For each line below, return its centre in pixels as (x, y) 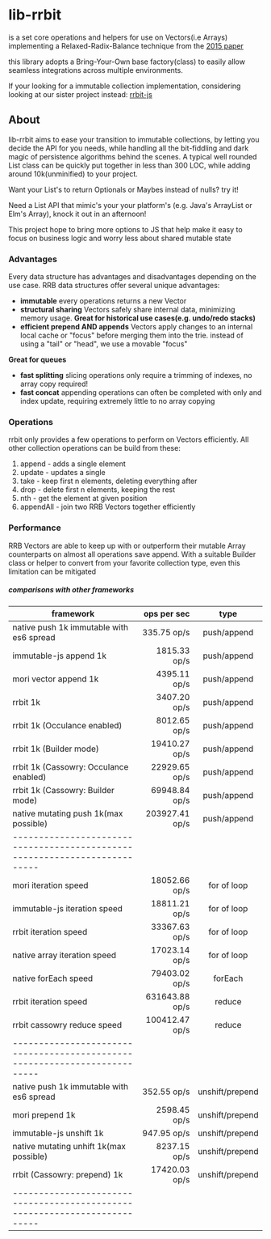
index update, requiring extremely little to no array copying (117, 401)
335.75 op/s (166, 632)
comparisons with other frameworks (71, 590)
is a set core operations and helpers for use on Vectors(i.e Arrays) (118, 37)
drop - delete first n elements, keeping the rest (98, 490)
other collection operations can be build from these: (95, 448)
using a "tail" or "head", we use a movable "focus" (104, 344)
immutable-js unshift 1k (58, 1133)
